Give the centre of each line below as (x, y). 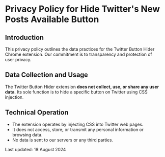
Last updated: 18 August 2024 (36, 149)
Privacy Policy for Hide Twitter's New (82, 9)
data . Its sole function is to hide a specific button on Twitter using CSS (76, 92)
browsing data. (27, 135)
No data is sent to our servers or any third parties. (63, 140)
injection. (14, 97)
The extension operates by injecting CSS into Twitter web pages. (78, 124)
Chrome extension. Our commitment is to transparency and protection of (79, 54)
